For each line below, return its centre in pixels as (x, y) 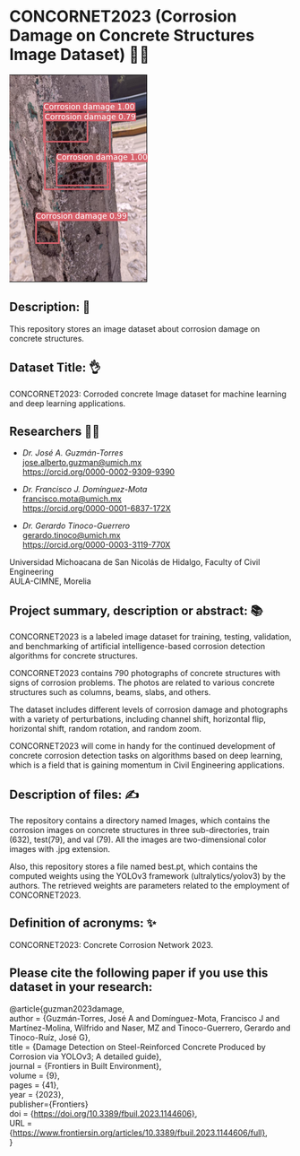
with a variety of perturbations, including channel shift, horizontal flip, (138, 719)
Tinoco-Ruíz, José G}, (50, 1037)
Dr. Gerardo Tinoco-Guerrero (76, 526)
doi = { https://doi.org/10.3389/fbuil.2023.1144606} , (103, 1113)
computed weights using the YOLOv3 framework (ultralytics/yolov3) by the (148, 876)
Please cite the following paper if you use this (139, 973)
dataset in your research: (81, 987)
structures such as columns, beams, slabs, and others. (110, 692)
